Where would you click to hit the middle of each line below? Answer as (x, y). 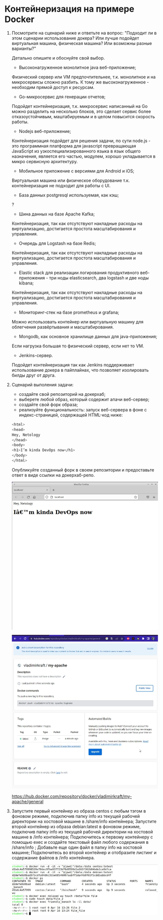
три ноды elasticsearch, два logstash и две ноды (99, 278)
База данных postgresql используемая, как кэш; (69, 195)
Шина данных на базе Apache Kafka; (57, 214)
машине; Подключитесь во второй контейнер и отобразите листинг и (84, 852)
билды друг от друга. (34, 375)
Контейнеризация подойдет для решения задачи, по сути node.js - (81, 141)
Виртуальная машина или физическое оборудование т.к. (71, 180)
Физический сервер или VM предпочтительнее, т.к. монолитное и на (84, 77)
